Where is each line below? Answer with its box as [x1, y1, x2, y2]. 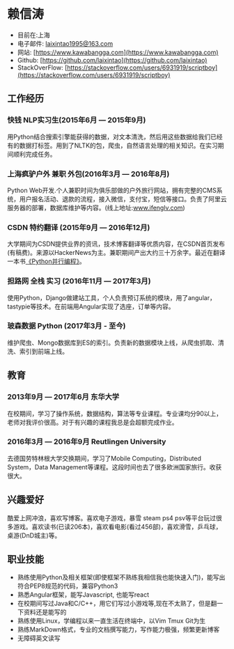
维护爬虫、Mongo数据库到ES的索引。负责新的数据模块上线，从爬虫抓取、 [7, 338, 218, 347]
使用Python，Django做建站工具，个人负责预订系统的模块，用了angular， [7, 293, 216, 302]
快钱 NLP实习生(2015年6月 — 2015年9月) [7, 116, 146, 125]
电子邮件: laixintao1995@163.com [17, 39, 114, 47]
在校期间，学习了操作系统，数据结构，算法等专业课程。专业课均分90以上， [7, 409, 223, 418]
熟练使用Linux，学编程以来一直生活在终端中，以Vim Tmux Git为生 [17, 617, 206, 625]
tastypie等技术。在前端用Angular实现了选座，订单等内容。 [7, 302, 175, 311]
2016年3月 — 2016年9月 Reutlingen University [7, 437, 166, 446]
